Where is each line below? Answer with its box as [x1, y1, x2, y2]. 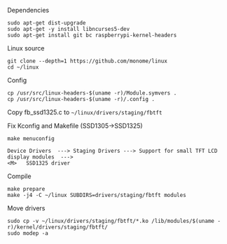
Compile [7, 172, 32, 180]
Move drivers [7, 204, 46, 212]
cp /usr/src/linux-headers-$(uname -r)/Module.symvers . [7, 90, 177, 97]
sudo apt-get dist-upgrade [7, 20, 86, 27]
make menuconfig [7, 135, 55, 142]
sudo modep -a [7, 230, 49, 237]
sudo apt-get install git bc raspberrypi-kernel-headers [7, 32, 177, 39]
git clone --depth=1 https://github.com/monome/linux [7, 57, 168, 65]
